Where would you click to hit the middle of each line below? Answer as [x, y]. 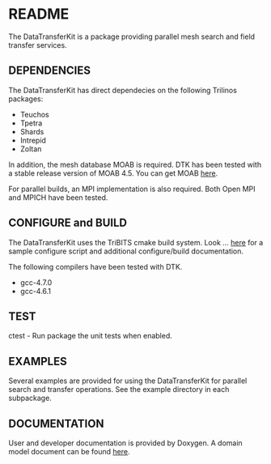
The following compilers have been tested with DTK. [95, 266]
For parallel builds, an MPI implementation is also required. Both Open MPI [132, 189]
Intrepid [33, 140]
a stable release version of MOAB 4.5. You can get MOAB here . [113, 173]
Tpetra [31, 123]
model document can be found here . [69, 451]
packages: [26, 99]
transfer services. [38, 45]
